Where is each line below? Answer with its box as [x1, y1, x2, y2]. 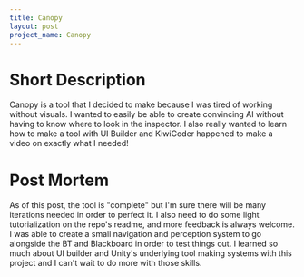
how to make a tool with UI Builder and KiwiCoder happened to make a [9, 128, 274, 139]
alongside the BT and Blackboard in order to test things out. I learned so [9, 238, 279, 250]
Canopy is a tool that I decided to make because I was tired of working [9, 99, 273, 110]
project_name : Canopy [9, 30, 92, 39]
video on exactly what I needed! [9, 138, 129, 149]
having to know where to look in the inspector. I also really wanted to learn [9, 119, 288, 130]
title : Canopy [9, 13, 64, 23]
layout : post [9, 22, 59, 31]
